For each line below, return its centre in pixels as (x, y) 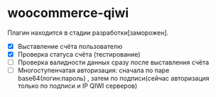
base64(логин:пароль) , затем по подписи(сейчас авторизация (113, 79)
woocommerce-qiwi (68, 13)
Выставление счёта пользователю (70, 46)
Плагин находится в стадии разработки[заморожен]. (88, 33)
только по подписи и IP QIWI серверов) (77, 86)
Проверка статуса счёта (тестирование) (79, 54)
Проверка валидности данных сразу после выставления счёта (113, 62)
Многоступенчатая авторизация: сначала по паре (93, 70)
